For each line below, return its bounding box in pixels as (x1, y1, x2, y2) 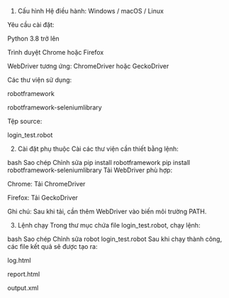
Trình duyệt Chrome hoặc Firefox (7, 48, 104, 56)
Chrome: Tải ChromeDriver (7, 180, 86, 188)
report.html (7, 270, 40, 278)
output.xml (7, 284, 39, 292)
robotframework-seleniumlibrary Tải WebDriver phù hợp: (7, 166, 172, 174)
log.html (7, 256, 31, 265)
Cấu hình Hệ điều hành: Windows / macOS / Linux (17, 7, 164, 15)
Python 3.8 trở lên (7, 34, 60, 43)
